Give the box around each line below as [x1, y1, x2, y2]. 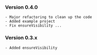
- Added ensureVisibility [5, 45, 57, 50]
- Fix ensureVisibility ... [5, 23, 62, 28]
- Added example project [5, 19, 55, 24]
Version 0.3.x [5, 34, 38, 41]
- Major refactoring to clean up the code [5, 15, 92, 20]
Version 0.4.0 [5, 4, 38, 11]
